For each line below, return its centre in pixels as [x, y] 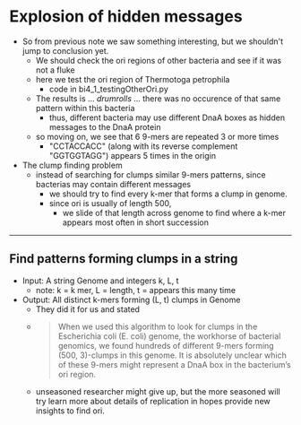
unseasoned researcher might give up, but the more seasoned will [158, 391]
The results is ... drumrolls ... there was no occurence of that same [158, 98]
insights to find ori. [70, 411]
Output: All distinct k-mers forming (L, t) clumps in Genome [131, 299]
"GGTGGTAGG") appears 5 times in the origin [133, 155]
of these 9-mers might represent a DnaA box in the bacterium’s [174, 364]
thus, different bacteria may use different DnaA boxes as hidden [167, 117]
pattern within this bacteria [85, 108]
